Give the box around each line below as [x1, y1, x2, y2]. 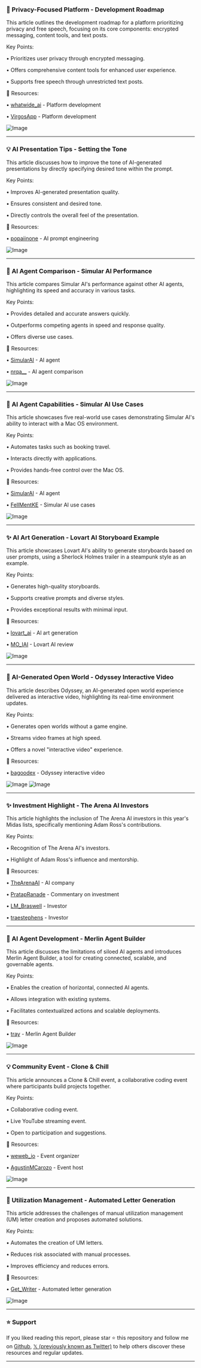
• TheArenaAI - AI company [6, 879, 75, 887]
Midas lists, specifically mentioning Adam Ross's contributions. [6, 821, 162, 829]
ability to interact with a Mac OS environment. [6, 420, 118, 427]
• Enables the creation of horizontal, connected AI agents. [6, 984, 150, 991]
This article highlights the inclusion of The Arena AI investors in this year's [6, 815, 189, 822]
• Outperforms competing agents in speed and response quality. [6, 321, 166, 329]
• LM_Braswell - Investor [6, 902, 68, 909]
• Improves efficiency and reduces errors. [6, 1262, 109, 1269]
